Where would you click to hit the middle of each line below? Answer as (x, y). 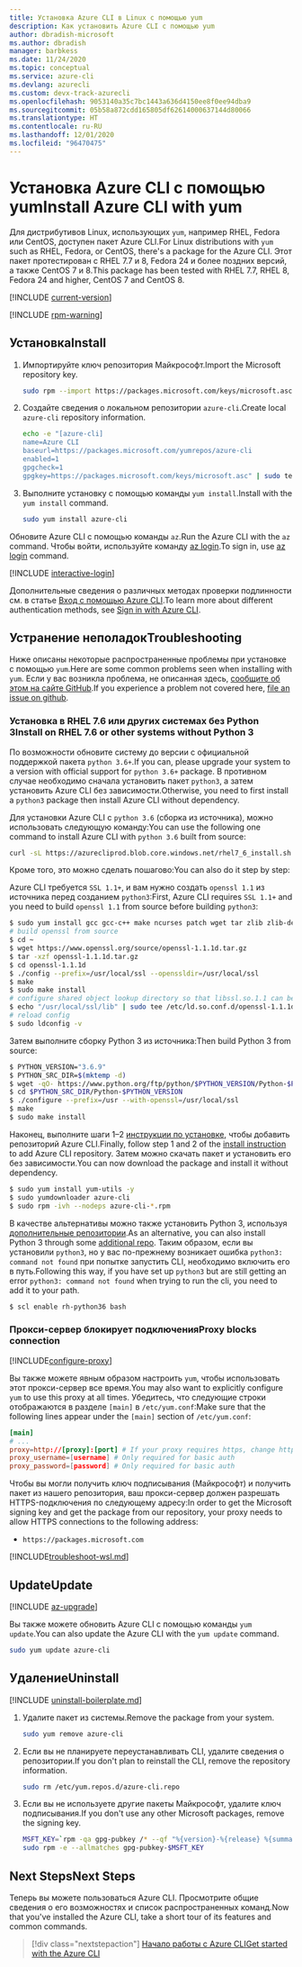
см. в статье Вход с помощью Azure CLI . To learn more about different (141, 600)
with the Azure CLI (66, 1953)
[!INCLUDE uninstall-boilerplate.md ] (75, 1700)
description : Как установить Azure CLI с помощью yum (112, 26)
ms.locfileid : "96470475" (58, 143)
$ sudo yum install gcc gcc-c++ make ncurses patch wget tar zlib (136, 923)
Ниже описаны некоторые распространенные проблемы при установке (148, 659)
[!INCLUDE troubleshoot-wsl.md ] (69, 1557)
